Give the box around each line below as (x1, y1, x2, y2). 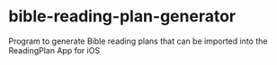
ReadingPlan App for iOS (8, 45, 101, 55)
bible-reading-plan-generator (8, 6, 236, 27)
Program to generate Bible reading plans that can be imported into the (8, 36, 268, 46)
